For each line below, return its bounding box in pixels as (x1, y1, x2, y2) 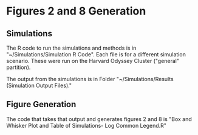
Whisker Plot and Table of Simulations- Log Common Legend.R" (6, 122, 167, 129)
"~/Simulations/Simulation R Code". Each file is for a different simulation (6, 51, 186, 58)
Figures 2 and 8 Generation (6, 4, 146, 18)
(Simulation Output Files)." (6, 82, 72, 89)
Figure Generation (6, 99, 77, 110)
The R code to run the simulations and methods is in (6, 44, 137, 51)
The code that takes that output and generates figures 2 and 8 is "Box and (6, 115, 193, 122)
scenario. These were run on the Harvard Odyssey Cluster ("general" (6, 58, 180, 64)
